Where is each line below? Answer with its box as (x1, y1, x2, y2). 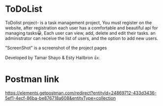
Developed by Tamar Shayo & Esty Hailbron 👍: (5, 54, 100, 60)
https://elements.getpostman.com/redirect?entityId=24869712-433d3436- (5, 90, 157, 96)
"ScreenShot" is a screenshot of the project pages (5, 45, 107, 51)
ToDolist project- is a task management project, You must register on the (5, 20, 152, 26)
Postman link (5, 74, 59, 85)
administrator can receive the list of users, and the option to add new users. (5, 35, 159, 41)
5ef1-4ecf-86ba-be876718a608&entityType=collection (5, 95, 116, 101)
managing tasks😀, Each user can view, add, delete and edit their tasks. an (5, 30, 156, 36)
